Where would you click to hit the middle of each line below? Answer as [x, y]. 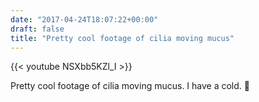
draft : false [37, 29]
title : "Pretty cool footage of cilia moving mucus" [122, 38]
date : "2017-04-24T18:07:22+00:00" [84, 19]
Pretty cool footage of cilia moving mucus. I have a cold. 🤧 [130, 86]
